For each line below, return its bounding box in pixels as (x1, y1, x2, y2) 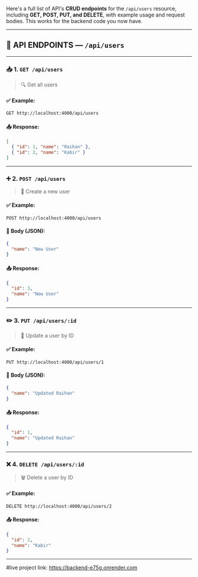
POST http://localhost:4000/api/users (6, 215, 101, 221)
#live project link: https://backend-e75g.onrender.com (6, 564, 137, 571)
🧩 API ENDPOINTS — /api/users (6, 40, 125, 50)
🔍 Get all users (20, 81, 58, 88)
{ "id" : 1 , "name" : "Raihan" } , (11, 144, 91, 150)
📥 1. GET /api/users (6, 65, 63, 73)
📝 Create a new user (20, 188, 71, 195)
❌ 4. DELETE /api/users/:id (6, 461, 84, 468)
